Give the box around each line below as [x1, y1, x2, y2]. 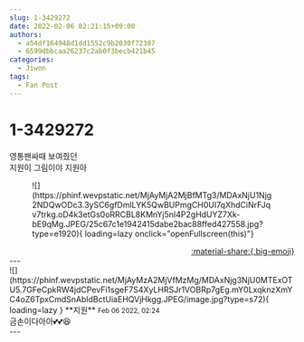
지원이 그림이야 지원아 [9, 162, 88, 173]
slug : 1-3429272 [9, 13, 71, 23]
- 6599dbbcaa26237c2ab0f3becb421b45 [17, 47, 156, 56]
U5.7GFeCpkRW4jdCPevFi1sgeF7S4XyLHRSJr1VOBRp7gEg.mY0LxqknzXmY [9, 284, 293, 295]
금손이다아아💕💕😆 [9, 316, 71, 327]
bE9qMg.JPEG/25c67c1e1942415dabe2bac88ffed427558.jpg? [32, 218, 264, 229]
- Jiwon [17, 64, 47, 73]
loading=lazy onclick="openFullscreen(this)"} [84, 228, 255, 239]
